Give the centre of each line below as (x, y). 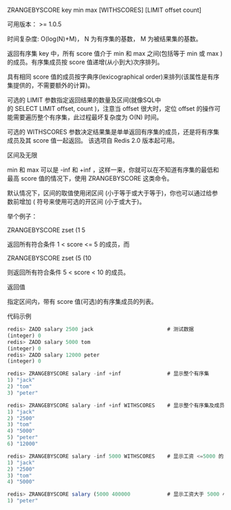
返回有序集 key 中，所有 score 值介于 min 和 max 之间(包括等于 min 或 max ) (115, 53)
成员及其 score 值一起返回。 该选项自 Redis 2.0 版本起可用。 (93, 140)
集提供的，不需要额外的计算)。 (51, 85)
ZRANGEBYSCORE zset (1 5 (46, 230)
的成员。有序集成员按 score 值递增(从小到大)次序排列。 (85, 62)
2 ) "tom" (20, 387)
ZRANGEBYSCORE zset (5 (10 (49, 258)
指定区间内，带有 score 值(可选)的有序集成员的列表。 (82, 302)
